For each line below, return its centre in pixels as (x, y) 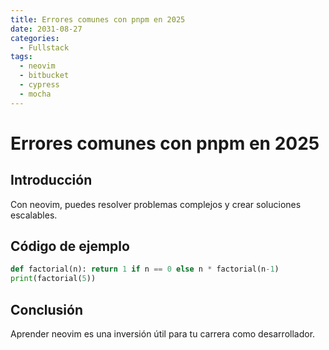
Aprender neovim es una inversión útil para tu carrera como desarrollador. (163, 334)
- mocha (35, 94)
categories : (35, 38)
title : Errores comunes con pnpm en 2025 (98, 19)
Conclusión (47, 309)
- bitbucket (44, 76)
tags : (21, 57)
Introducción (51, 180)
